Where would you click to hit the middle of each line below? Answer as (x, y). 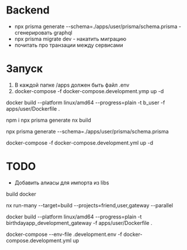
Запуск (25, 69)
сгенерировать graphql (43, 32)
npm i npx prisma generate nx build (49, 120)
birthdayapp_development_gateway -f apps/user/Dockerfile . (79, 222)
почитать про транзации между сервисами (69, 45)
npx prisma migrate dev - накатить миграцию (70, 39)
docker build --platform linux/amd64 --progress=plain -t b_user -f (86, 102)
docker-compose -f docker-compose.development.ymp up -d (89, 91)
